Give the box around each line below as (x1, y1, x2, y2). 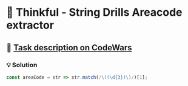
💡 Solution (6, 61, 38, 69)
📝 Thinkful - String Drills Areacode (6, 5, 183, 19)
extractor (6, 18, 55, 32)
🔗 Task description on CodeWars (6, 42, 132, 53)
